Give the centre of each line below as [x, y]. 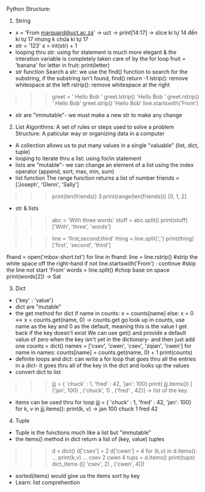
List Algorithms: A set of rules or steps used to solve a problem [95, 127]
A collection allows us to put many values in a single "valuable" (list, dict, [107, 145]
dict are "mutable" [38, 307]
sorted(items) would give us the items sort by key [77, 476]
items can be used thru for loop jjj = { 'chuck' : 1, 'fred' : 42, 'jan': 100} [103, 402]
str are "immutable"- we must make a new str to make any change [99, 115]
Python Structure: [28, 9]
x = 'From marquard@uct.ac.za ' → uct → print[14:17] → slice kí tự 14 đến [106, 33]
